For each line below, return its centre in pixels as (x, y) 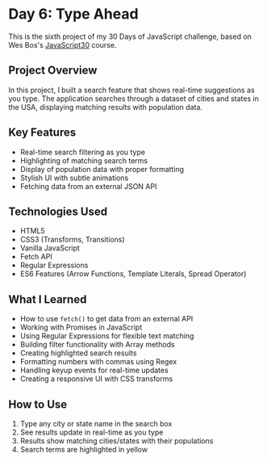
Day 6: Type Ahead (73, 14)
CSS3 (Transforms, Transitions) (72, 240)
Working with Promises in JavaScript (81, 327)
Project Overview (53, 71)
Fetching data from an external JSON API (88, 186)
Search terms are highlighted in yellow (83, 449)
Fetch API (36, 257)
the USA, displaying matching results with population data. (106, 107)
